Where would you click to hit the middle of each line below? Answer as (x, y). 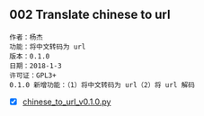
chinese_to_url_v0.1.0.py (67, 102)
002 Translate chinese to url (90, 15)
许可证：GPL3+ (33, 76)
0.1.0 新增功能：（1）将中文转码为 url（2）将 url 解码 (102, 85)
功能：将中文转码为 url (48, 47)
